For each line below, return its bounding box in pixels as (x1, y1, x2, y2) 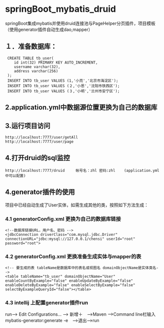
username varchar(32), (14, 64, 61, 69)
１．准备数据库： (5, 42, 57, 51)
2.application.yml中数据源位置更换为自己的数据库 (5, 103, 158, 112)
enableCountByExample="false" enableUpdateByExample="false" (5, 278, 133, 284)
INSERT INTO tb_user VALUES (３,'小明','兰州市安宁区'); (7, 89, 120, 94)
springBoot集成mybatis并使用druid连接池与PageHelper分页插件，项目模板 (5, 20, 156, 26)
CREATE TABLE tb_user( (7, 56, 54, 61)
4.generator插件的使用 (5, 188, 75, 197)
